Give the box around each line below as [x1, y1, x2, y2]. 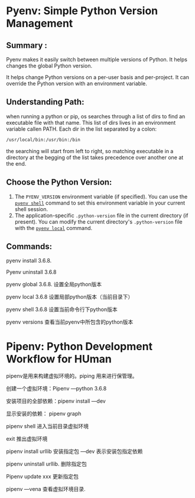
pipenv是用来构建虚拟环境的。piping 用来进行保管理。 [6, 373, 138, 380]
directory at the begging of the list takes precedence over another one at [6, 154, 184, 161]
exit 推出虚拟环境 [6, 435, 48, 442]
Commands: [6, 241, 53, 251]
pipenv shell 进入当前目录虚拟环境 [6, 423, 89, 430]
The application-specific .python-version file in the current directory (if [14, 212, 188, 219]
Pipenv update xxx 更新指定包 [6, 473, 79, 480]
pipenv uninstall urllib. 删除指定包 [6, 460, 87, 468]
